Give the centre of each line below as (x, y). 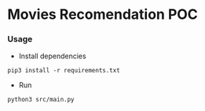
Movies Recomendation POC (102, 15)
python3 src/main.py (41, 100)
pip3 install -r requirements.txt (64, 71)
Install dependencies (53, 56)
